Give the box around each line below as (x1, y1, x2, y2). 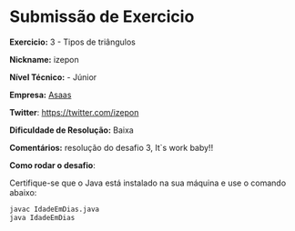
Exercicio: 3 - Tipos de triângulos (9, 36, 137, 47)
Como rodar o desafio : (9, 159, 96, 170)
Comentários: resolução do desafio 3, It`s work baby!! (9, 142, 214, 153)
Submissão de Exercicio (9, 6, 195, 27)
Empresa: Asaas (9, 89, 72, 100)
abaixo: (9, 186, 37, 197)
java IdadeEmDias (9, 213, 76, 222)
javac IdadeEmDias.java (9, 205, 100, 214)
